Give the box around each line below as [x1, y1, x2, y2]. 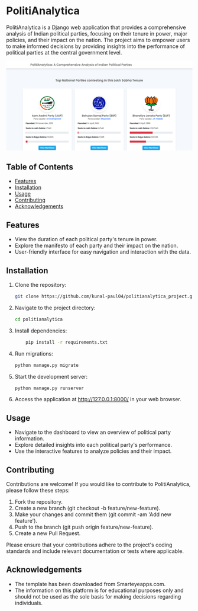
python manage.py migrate [14, 362, 79, 368]
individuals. [14, 599, 43, 606]
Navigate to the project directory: [14, 304, 96, 311]
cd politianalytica [14, 316, 63, 322]
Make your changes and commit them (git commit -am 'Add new [14, 511, 171, 518]
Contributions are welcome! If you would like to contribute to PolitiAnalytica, [6, 481, 191, 488]
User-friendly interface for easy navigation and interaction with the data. [14, 248, 191, 255]
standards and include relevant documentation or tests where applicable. [6, 548, 184, 555]
